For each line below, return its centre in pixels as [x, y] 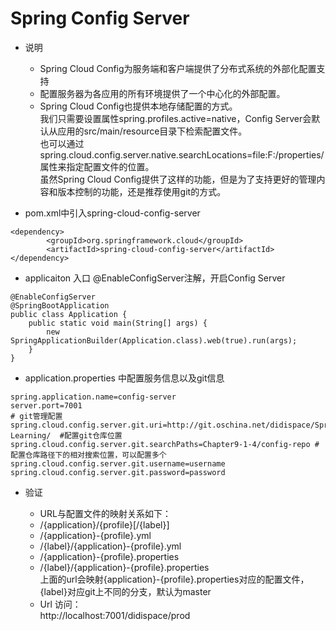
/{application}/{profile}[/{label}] [104, 524]
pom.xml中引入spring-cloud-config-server [112, 213]
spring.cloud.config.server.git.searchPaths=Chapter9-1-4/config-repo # [165, 444]
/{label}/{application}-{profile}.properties [124, 567]
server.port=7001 [46, 405]
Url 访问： [60, 604]
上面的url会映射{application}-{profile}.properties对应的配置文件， [174, 579]
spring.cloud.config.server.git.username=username [118, 463]
